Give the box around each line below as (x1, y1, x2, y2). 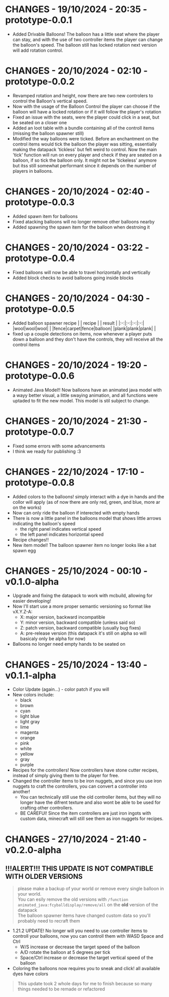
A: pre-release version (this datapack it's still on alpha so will (20, 630, 147, 637)
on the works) (12, 504, 42, 510)
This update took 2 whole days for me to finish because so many (17, 981, 152, 987)
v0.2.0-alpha (5, 844, 62, 856)
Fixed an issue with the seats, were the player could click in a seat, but (12, 114, 159, 120)
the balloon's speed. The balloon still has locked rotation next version (12, 42, 157, 48)
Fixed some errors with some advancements (12, 442, 105, 449)
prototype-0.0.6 (5, 370, 75, 381)
